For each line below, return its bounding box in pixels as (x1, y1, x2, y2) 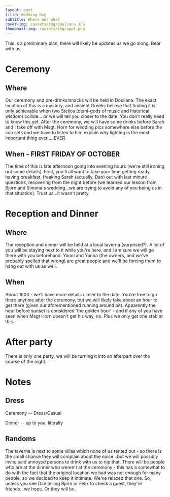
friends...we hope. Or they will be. (5, 486, 76, 492)
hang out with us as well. (5, 263, 57, 269)
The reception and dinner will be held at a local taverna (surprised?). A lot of (5, 241, 165, 247)
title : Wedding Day (5, 12, 47, 17)
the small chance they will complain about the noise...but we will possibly (5, 453, 158, 459)
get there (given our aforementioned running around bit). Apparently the (5, 302, 156, 308)
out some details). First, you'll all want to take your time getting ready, (5, 168, 151, 174)
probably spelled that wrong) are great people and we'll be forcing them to (5, 258, 161, 264)
